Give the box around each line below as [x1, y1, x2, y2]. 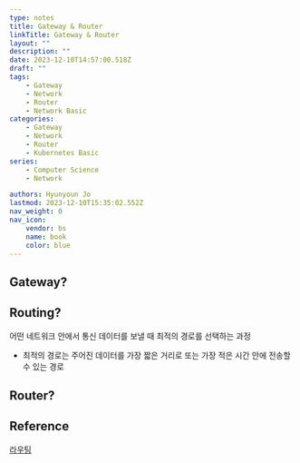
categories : [9, 114, 54, 123]
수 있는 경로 [22, 360, 65, 372]
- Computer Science [25, 165, 100, 174]
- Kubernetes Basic [25, 148, 100, 157]
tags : [9, 73, 30, 82]
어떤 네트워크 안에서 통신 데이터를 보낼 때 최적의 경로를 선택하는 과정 [9, 330, 251, 341]
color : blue [25, 241, 71, 250]
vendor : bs [25, 223, 67, 232]
